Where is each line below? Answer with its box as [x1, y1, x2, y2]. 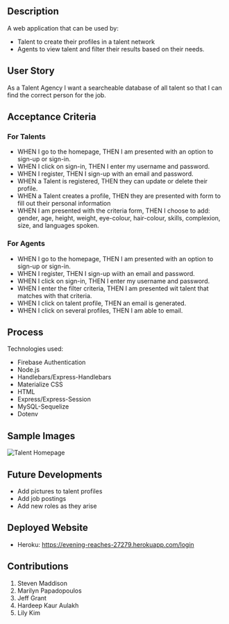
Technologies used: [7, 345, 64, 353]
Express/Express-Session [17, 395, 92, 404]
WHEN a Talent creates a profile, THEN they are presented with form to [17, 192, 221, 200]
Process [7, 327, 44, 338]
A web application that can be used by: [7, 24, 119, 32]
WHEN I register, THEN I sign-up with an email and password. [17, 170, 194, 178]
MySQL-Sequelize [17, 402, 69, 411]
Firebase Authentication [17, 358, 86, 367]
